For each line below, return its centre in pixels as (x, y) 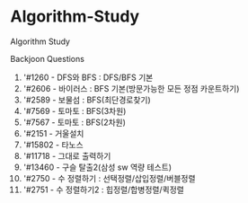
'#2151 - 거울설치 (53, 133)
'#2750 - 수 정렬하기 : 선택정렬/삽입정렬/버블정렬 (109, 178)
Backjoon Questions (47, 58)
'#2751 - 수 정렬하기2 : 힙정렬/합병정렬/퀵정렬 (104, 190)
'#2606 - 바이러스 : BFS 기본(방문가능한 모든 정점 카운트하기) (131, 88)
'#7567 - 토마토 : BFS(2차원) (75, 122)
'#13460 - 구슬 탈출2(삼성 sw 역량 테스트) (97, 167)
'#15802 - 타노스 (53, 145)
